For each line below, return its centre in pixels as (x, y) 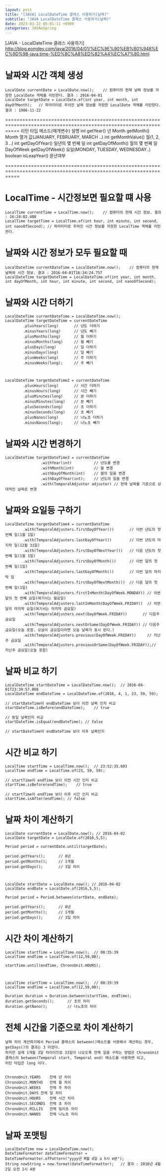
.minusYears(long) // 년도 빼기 (60, 331)
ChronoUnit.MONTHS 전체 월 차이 (38, 1083)
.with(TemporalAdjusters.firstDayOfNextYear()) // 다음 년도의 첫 (92, 551)
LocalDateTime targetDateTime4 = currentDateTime (57, 524)
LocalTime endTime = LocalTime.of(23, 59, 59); (55, 770)
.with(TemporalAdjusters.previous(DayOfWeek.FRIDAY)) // (87, 635)
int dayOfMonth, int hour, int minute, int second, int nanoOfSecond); (81, 281)
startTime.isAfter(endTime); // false (45, 799)
